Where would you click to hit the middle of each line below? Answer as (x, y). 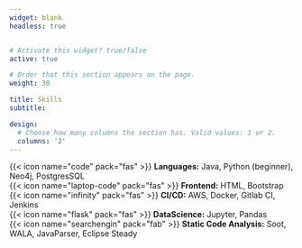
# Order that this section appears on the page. (102, 75)
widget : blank (36, 18)
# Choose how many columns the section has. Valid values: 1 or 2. (147, 133)
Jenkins (24, 205)
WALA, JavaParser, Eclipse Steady (73, 234)
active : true (34, 59)
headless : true (38, 26)
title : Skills (36, 100)
